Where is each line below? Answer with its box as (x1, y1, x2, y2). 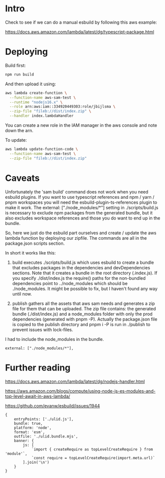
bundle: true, (14, 421, 43, 426)
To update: (5, 137, 27, 143)
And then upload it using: (5, 81, 56, 87)
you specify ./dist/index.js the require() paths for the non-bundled (12, 275, 146, 281)
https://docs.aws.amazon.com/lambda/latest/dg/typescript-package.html (5, 29, 154, 35)
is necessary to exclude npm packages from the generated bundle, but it (5, 210, 153, 216)
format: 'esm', (14, 430, 45, 435)
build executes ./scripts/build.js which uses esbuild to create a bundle (12, 259, 154, 265)
